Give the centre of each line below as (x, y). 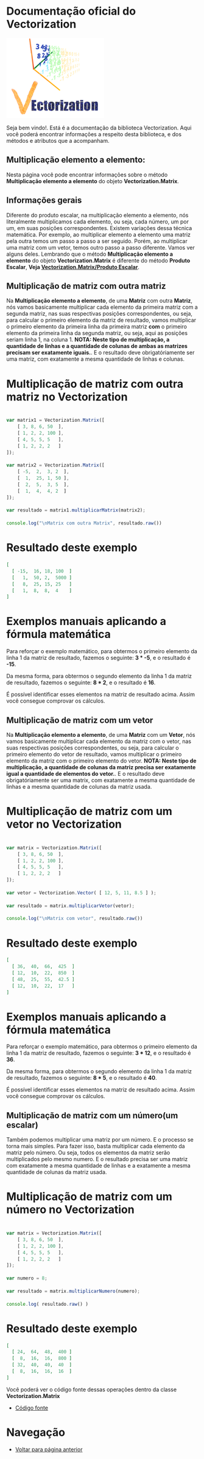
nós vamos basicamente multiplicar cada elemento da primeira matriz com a (102, 307)
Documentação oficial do (71, 11)
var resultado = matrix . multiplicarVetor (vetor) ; (71, 906)
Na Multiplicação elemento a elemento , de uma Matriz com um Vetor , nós (101, 735)
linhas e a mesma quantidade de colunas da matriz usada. (79, 787)
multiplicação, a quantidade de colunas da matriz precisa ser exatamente (101, 767)
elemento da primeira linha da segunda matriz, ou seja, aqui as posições (97, 333)
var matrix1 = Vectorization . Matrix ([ (55, 420)
